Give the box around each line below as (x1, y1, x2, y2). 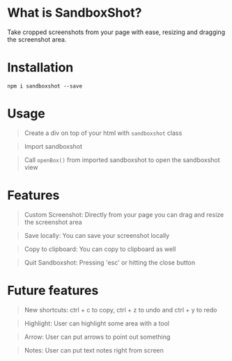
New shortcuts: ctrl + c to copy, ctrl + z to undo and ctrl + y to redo (24, 305, 217, 314)
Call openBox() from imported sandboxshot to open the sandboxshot (24, 155, 221, 164)
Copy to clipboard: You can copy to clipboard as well (24, 245, 176, 253)
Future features (7, 282, 99, 298)
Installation (7, 60, 74, 76)
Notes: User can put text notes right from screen (24, 346, 164, 354)
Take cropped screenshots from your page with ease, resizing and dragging (7, 28, 225, 36)
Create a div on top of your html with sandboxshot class (24, 129, 183, 137)
